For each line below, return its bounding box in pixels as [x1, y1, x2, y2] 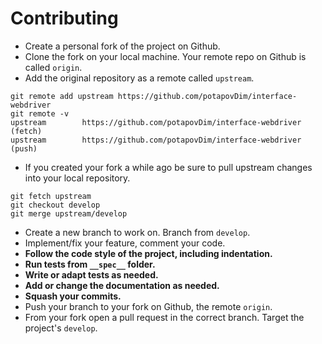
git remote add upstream [10, 91, 114, 101]
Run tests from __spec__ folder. [24, 258, 156, 270]
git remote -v [10, 108, 70, 119]
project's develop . [24, 322, 98, 334]
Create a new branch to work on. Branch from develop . [24, 226, 251, 238]
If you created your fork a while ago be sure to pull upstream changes [24, 161, 313, 173]
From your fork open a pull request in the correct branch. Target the [24, 311, 305, 323]
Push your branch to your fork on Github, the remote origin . [24, 300, 273, 312]
